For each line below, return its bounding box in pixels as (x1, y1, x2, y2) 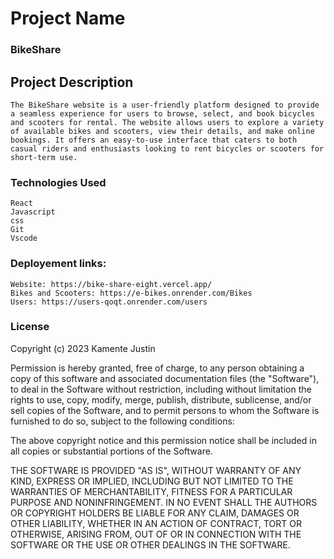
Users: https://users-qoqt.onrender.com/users (10, 297, 208, 307)
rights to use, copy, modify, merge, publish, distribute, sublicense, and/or (10, 393, 312, 406)
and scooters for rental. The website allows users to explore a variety (10, 117, 325, 127)
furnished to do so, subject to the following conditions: (10, 415, 235, 427)
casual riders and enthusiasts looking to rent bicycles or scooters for (10, 143, 325, 154)
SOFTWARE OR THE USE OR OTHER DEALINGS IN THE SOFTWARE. (10, 538, 291, 551)
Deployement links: (10, 257, 107, 271)
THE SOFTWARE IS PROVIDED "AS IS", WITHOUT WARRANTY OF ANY (10, 464, 302, 476)
